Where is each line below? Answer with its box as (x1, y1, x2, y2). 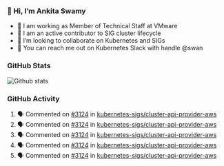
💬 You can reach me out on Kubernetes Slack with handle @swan (17, 44, 203, 52)
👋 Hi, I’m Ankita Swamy (7, 6, 86, 16)
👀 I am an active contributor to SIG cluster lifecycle (17, 29, 161, 37)
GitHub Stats (7, 61, 51, 71)
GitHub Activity (7, 94, 60, 103)
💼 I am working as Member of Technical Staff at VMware (17, 22, 178, 30)
